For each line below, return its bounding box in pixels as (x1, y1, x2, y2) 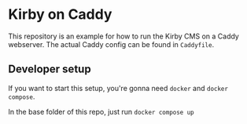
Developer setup (8, 63, 92, 76)
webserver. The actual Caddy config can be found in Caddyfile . (8, 39, 215, 49)
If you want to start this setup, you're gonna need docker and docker (8, 83, 228, 93)
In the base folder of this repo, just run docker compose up (8, 107, 194, 116)
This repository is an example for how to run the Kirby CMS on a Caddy (8, 31, 240, 41)
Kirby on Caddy (8, 5, 112, 24)
